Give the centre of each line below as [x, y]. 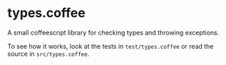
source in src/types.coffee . [48, 54]
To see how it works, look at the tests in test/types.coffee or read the [111, 46]
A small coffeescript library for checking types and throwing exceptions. [113, 32]
